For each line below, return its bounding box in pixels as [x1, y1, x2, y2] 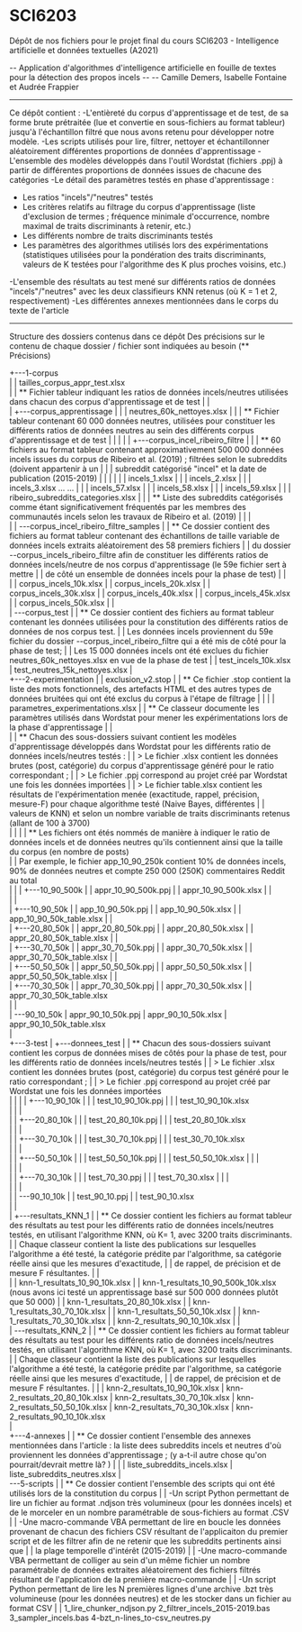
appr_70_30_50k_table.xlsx [9, 989, 108, 1000]
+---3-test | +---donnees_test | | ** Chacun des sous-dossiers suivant [9, 1037, 271, 1048]
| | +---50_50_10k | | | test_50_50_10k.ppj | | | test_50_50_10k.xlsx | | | [9, 1153, 259, 1163]
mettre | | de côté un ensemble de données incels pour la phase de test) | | [9, 569, 287, 579]
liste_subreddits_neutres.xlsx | [9, 1468, 121, 1479]
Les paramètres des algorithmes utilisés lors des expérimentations [22, 240, 269, 251]
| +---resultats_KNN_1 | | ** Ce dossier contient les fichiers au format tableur [9, 1209, 292, 1221]
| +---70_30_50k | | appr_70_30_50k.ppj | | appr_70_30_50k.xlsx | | [9, 980, 253, 991]
